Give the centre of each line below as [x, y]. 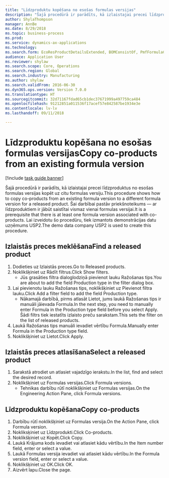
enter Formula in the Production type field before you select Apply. [89, 309]
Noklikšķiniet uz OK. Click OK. [43, 464]
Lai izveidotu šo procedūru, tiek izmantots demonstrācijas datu [91, 220]
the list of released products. [50, 320]
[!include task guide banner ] [34, 178]
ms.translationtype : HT [30, 94]
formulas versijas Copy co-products [81, 153]
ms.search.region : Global [32, 71]
